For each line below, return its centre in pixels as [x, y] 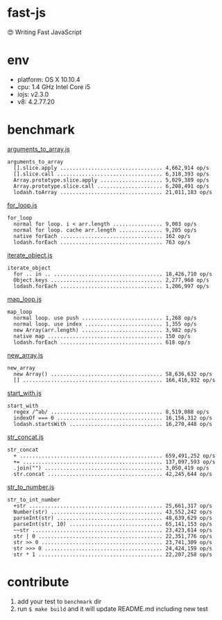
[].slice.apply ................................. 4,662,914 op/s [111, 168]
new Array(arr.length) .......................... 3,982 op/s [105, 330]
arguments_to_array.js [39, 149]
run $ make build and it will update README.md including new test [112, 609]
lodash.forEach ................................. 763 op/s [102, 242]
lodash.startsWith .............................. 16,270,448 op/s [113, 424]
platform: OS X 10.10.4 [49, 79]
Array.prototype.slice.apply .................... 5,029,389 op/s [111, 180]
